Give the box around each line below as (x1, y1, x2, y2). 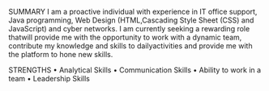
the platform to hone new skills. (8, 50, 113, 59)
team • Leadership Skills (8, 74, 91, 83)
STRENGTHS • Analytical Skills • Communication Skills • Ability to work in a (8, 65, 262, 75)
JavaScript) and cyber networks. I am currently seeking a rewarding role (8, 24, 250, 33)
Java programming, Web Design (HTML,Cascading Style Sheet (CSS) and (8, 15, 254, 25)
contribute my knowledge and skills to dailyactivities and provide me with (8, 41, 253, 51)
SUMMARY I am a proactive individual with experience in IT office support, (8, 7, 258, 16)
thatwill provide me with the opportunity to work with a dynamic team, (8, 32, 242, 42)
